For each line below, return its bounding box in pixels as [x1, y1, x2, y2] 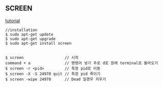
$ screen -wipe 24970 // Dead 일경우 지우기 [5, 76, 106, 82]
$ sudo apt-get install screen [5, 41, 72, 46]
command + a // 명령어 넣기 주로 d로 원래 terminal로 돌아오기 [5, 61, 158, 66]
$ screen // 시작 [5, 55, 79, 60]
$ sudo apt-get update [5, 32, 53, 37]
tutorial [5, 17, 20, 23]
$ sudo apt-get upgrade [5, 36, 56, 41]
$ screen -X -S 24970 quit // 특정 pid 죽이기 [5, 71, 101, 76]
